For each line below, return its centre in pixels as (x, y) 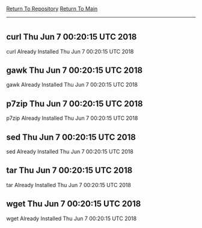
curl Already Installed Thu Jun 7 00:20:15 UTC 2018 (70, 51)
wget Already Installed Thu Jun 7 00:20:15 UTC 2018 (72, 218)
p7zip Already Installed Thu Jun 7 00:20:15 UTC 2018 (72, 118)
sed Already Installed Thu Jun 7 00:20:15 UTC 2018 (70, 152)
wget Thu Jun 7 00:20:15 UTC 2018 (74, 204)
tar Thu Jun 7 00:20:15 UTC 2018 (69, 171)
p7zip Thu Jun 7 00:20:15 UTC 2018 (75, 104)
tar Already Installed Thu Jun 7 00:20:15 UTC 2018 (69, 185)
